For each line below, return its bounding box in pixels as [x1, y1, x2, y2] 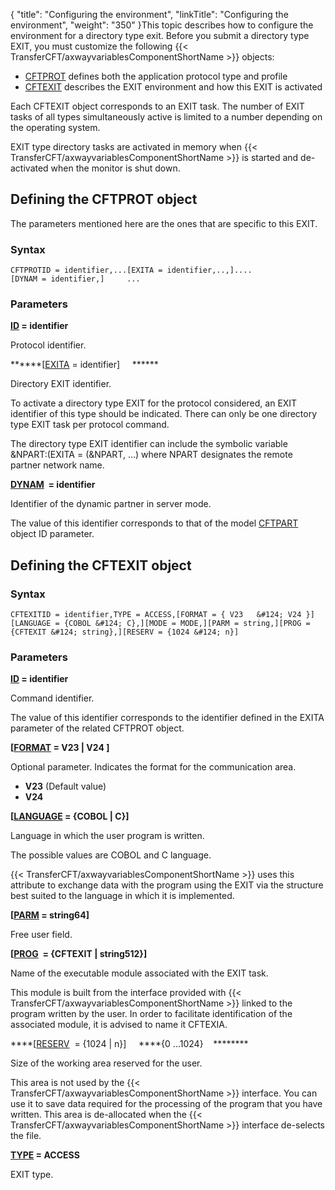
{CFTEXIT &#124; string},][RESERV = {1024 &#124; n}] [10, 627, 240, 638]
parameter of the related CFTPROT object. [10, 722, 185, 734]
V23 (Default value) [24, 780, 107, 793]
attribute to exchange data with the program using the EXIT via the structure [10, 879, 324, 891]
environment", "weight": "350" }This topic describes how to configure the [10, 19, 314, 31]
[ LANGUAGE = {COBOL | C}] [10, 810, 130, 823]
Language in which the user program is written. [10, 830, 205, 842]
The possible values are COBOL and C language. [10, 849, 212, 861]
